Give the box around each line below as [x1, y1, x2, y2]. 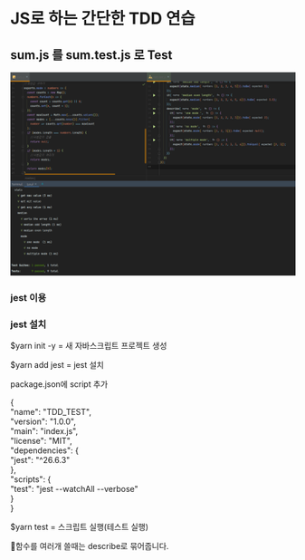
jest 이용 [10, 291, 47, 304]
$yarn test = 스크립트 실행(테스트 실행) [10, 522, 148, 533]
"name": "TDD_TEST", [10, 407, 91, 418]
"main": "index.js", [10, 426, 79, 437]
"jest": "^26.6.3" [10, 455, 71, 466]
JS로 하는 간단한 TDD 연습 [10, 8, 195, 29]
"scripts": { [10, 474, 52, 485]
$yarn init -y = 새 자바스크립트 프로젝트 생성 [10, 341, 167, 352]
